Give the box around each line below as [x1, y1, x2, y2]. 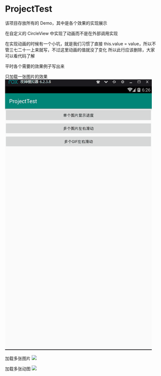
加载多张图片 [5, 355, 31, 361]
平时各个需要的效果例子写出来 [5, 63, 64, 69]
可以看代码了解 [5, 53, 35, 59]
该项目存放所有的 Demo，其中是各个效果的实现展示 [5, 20, 108, 26]
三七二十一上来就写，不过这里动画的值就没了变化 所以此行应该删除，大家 [9, 47, 155, 53]
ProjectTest [5, 3, 52, 15]
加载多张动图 [5, 366, 31, 372]
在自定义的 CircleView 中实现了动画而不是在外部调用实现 [5, 30, 118, 36]
